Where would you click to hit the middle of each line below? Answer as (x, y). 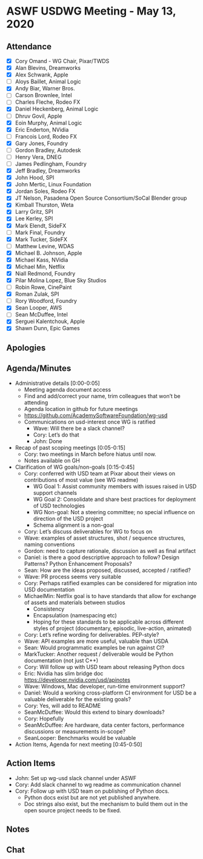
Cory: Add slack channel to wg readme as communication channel (98, 784)
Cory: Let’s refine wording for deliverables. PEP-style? (92, 634)
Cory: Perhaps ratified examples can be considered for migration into (111, 583)
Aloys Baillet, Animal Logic (48, 82)
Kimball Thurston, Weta (44, 205)
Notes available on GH (52, 460)
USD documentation (49, 589)
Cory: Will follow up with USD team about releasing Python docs (104, 667)
